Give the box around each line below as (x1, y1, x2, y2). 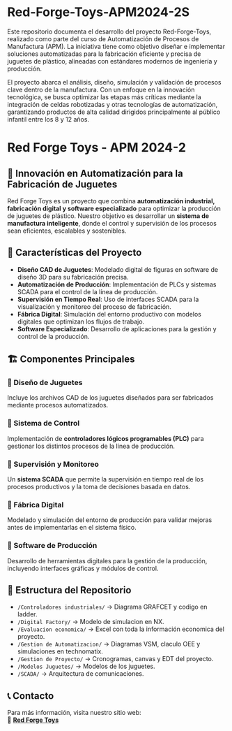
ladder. (17, 610, 38, 618)
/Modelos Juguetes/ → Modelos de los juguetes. (17, 662, 155, 671)
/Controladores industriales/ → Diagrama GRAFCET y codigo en (17, 602, 208, 611)
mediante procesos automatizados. (7, 401, 109, 410)
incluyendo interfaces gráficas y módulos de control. (7, 564, 159, 572)
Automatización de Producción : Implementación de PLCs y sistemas (17, 280, 217, 289)
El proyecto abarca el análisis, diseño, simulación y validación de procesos (7, 78, 222, 86)
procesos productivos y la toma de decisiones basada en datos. (7, 483, 191, 491)
